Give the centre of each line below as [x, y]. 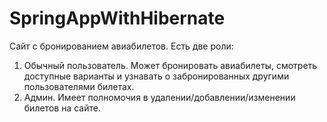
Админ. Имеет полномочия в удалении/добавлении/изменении [159, 97]
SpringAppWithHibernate [117, 18]
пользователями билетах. [79, 86]
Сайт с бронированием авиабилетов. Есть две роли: [121, 46]
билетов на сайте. [62, 108]
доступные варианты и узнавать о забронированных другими [156, 76]
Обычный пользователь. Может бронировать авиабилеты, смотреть [170, 65]
